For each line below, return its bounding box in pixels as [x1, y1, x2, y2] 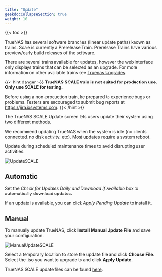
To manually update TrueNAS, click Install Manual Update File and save [5, 227, 151, 233]
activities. [5, 148, 25, 155]
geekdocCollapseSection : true [5, 12, 67, 17]
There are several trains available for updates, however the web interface [5, 59, 153, 65]
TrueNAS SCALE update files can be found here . [5, 266, 103, 272]
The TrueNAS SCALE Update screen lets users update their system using [5, 114, 153, 120]
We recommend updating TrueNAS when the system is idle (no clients [5, 129, 147, 135]
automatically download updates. [5, 191, 72, 196]
